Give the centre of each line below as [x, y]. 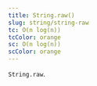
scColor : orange [34, 52]
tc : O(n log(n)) [34, 30]
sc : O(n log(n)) [34, 45]
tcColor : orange [34, 37]
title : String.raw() [42, 15]
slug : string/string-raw [48, 23]
